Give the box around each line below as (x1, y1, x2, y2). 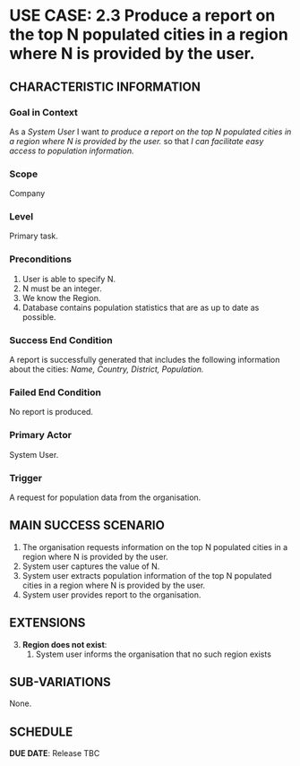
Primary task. (9, 230, 58, 242)
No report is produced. (9, 407, 94, 417)
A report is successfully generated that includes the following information (9, 355, 280, 366)
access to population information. (9, 145, 134, 156)
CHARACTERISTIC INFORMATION (9, 79, 201, 94)
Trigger (9, 471, 43, 484)
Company (9, 188, 46, 199)
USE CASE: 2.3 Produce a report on (9, 5, 276, 26)
